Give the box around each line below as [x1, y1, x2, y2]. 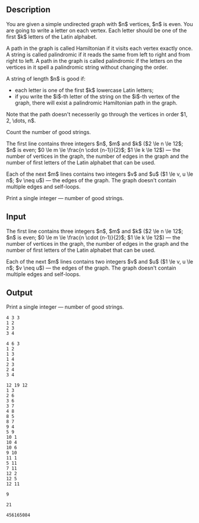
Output [6, 288, 33, 298]
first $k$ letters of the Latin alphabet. [6, 33, 97, 40]
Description [6, 5, 50, 15]
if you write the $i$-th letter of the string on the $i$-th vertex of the [14, 93, 180, 100]
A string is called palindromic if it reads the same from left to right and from [6, 50, 190, 58]
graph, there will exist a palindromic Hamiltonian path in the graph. [14, 99, 178, 106]
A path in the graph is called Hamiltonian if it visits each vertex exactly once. [6, 45, 193, 52]
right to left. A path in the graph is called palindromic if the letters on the [6, 57, 182, 64]
